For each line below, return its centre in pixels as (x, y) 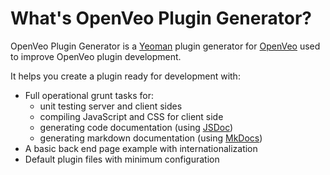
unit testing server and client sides (111, 106)
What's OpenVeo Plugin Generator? (161, 18)
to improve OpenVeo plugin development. (96, 56)
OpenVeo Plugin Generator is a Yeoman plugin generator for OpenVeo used (165, 46)
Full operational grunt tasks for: (89, 95)
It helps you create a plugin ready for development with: (125, 76)
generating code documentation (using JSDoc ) (136, 127)
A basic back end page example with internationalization (141, 148)
